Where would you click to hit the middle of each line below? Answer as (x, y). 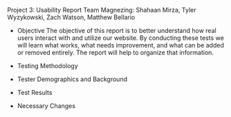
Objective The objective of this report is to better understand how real (117, 31)
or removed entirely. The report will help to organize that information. (115, 52)
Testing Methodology (47, 66)
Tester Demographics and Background (72, 79)
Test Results (35, 93)
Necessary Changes (46, 106)
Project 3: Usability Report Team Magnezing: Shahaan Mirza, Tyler (102, 10)
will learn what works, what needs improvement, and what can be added (121, 45)
